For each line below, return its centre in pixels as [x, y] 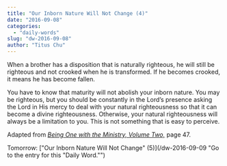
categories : [24, 26]
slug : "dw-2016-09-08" [39, 39]
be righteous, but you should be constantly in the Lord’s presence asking [110, 99]
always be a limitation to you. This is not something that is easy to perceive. [113, 121]
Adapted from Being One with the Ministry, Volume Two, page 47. [99, 135]
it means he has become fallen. [51, 79]
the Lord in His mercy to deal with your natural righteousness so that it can [112, 107]
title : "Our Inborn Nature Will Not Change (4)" [78, 13]
